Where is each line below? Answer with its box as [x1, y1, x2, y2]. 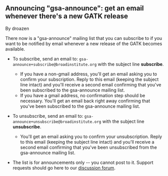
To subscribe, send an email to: [12, 56, 78, 62]
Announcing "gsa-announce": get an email [5, 4, 144, 13]
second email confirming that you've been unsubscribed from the [20, 144, 157, 150]
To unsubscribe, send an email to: [12, 113, 83, 119]
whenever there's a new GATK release [5, 12, 128, 21]
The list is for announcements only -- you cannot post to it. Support [12, 159, 153, 165]
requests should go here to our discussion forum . [12, 164, 116, 171]
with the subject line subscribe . [98, 61, 164, 67]
